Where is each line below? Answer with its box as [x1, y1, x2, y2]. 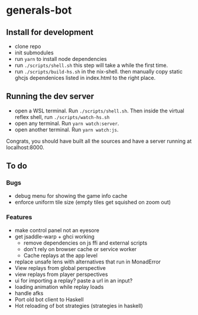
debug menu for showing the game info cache [14, 192, 128, 199]
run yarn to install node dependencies [14, 56, 108, 62]
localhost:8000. [6, 143, 44, 151]
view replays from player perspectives [14, 271, 108, 278]
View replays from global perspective [14, 264, 106, 271]
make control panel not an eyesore [14, 226, 99, 234]
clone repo [14, 43, 41, 50]
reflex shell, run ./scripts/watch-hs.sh [14, 113, 110, 120]
